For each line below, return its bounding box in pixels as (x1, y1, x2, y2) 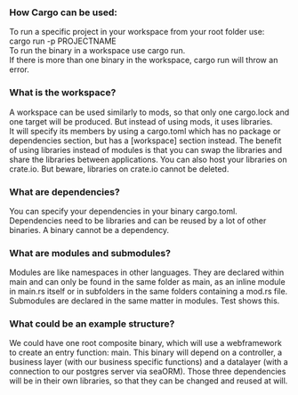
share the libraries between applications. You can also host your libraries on (9, 154, 287, 165)
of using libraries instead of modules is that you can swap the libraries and (9, 144, 283, 155)
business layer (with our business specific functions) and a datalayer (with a (9, 357, 289, 367)
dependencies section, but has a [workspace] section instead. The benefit (9, 135, 282, 146)
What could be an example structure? (9, 318, 175, 330)
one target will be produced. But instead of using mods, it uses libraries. (9, 116, 273, 126)
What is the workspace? (9, 86, 117, 99)
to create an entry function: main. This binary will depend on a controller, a (9, 347, 283, 358)
